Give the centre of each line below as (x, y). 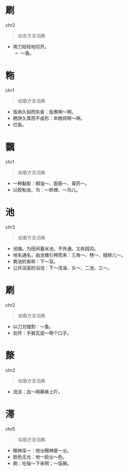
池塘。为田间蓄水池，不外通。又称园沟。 (56, 248)
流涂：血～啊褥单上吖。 (38, 391)
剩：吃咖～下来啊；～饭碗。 (42, 463)
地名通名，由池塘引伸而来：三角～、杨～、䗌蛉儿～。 (69, 255)
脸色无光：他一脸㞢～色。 (40, 457)
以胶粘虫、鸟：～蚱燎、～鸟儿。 (47, 190)
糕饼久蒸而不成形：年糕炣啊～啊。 (49, 118)
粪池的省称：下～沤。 (35, 261)
